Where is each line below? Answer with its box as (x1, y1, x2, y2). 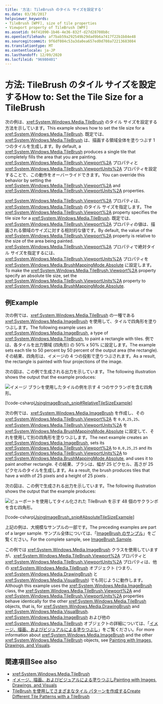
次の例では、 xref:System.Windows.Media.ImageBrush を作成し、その (5, 410, 145, 416)
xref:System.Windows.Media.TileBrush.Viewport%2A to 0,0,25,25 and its (5, 445, 152, 451)
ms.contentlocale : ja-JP (5, 48, 55, 53)
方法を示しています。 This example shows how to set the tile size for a (5, 125, 145, 131)
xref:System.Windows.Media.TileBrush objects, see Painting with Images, (5, 637, 152, 643)
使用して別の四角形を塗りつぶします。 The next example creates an (13, 435, 148, 440)
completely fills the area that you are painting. (5, 154, 97, 160)
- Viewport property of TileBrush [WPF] (5, 25, 89, 30)
